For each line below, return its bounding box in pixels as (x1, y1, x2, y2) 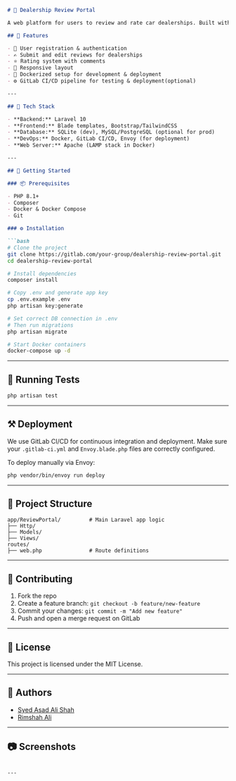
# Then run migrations (7, 321, 74, 329)
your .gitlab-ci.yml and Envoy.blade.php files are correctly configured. (7, 444, 216, 453)
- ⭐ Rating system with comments (7, 58, 106, 65)
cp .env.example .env (7, 296, 71, 303)
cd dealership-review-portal (7, 257, 93, 264)
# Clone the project (7, 244, 68, 251)
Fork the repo (17, 592, 58, 600)
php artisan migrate (7, 328, 68, 335)
